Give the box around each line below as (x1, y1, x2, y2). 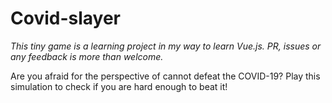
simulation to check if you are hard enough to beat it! (10, 80, 228, 92)
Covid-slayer (10, 7, 121, 30)
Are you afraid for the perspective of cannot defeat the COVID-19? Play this (10, 70, 321, 82)
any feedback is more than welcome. (10, 50, 164, 62)
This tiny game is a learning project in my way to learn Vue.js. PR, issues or (10, 40, 322, 52)
